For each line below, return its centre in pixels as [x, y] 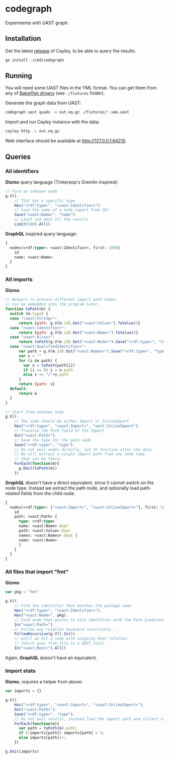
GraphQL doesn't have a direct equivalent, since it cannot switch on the [80, 482]
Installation [23, 39]
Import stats [21, 671]
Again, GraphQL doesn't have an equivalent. [51, 658]
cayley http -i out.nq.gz [32, 131]
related [13, 493]
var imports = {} [23, 691]
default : [19, 389]
